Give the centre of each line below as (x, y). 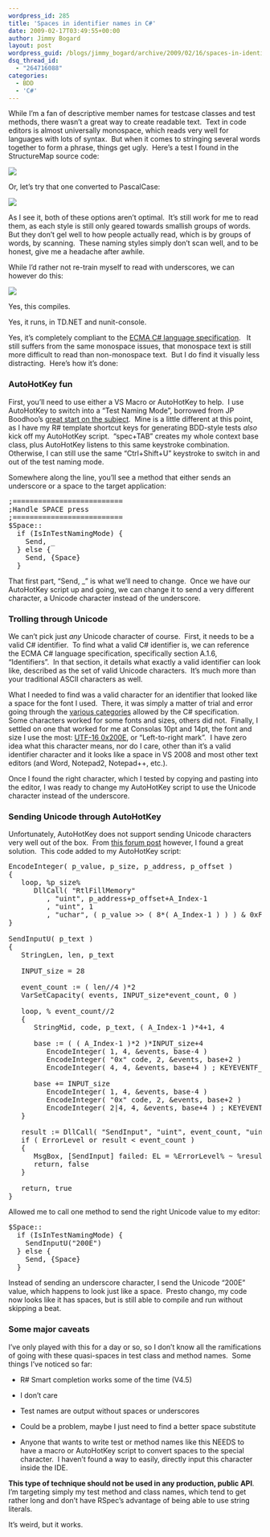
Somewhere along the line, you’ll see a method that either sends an (120, 477)
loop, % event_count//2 (68, 1012)
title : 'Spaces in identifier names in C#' (82, 23)
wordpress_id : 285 (39, 16)
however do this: (36, 276)
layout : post (30, 46)
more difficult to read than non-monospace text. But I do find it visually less (134, 355)
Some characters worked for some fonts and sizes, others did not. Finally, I (133, 720)
